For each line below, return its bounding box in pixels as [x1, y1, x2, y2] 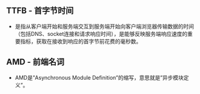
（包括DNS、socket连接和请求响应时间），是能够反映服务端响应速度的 [14, 30, 188, 37]
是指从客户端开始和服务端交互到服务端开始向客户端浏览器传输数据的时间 [14, 23, 194, 30]
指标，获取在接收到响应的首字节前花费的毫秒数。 [20, 38, 142, 45]
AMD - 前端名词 [6, 57, 65, 67]
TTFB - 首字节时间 [6, 5, 74, 16]
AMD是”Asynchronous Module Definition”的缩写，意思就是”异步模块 [14, 74, 184, 81]
